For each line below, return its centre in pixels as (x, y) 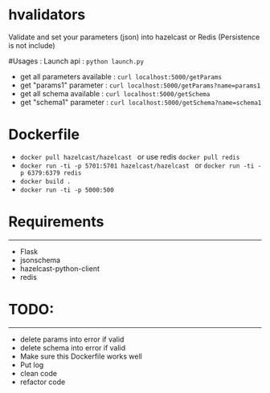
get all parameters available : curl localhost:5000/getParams (121, 76)
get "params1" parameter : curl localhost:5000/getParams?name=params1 (140, 85)
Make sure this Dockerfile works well (81, 356)
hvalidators (47, 15)
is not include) (32, 45)
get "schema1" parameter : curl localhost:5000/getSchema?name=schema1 (141, 102)
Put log (32, 365)
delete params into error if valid (72, 339)
